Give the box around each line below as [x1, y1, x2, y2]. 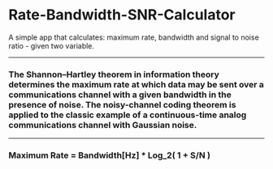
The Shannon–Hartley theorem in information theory [8, 69, 219, 80]
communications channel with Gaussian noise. [8, 119, 197, 130]
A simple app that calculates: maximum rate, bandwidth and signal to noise [8, 32, 260, 42]
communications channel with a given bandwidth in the [8, 89, 232, 100]
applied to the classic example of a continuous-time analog [8, 109, 247, 120]
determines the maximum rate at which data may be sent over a [8, 78, 264, 90]
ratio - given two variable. [8, 40, 95, 50]
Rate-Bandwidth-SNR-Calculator [8, 6, 236, 24]
